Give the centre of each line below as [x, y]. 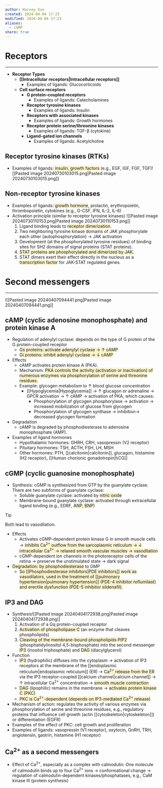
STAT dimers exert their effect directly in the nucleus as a [77, 257]
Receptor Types [28, 74]
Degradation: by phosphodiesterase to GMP [56, 567]
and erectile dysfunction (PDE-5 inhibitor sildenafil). [71, 587]
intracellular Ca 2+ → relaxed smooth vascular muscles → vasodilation [89, 551]
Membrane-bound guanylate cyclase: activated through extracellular [88, 501]
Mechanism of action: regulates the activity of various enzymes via [79, 704]
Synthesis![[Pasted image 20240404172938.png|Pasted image [75, 614]
